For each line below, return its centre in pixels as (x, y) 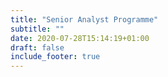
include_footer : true (55, 57)
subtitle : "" (37, 29)
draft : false (37, 47)
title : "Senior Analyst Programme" (84, 19)
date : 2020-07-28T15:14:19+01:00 (80, 38)
